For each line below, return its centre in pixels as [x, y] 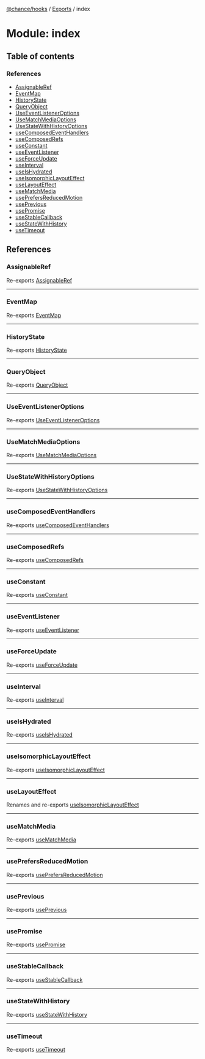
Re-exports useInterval [35, 700]
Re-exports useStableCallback [45, 979]
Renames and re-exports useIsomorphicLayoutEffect [73, 805]
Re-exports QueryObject [37, 385]
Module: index [43, 34]
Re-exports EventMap [34, 315]
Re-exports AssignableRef [39, 280]
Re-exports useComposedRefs [45, 560]
